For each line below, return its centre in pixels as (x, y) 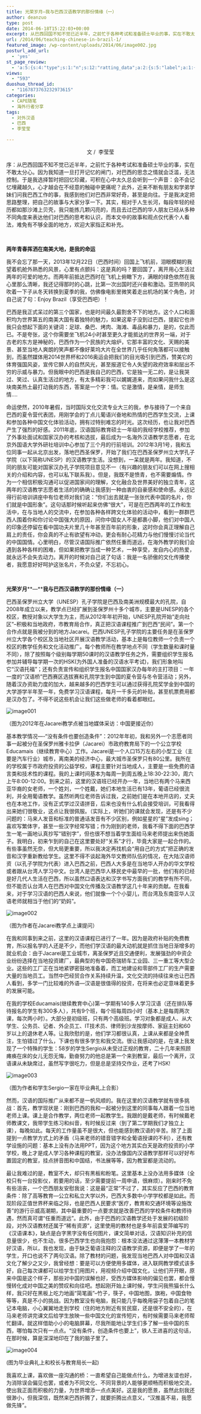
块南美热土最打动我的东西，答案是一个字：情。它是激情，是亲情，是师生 (95, 387)
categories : (21, 95)
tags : (13, 112)
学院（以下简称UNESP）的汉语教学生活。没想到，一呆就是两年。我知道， (96, 460)
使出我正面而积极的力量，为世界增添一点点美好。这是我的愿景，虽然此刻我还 (100, 1390)
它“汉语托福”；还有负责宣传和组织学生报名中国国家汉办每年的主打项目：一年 (100, 669)
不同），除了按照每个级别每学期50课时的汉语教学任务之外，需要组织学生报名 (100, 654)
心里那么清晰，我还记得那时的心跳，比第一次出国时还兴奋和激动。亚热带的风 (100, 284)
